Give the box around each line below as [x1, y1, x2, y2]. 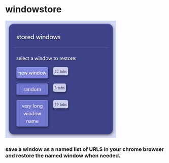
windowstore [5, 4, 62, 15]
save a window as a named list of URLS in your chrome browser [5, 146, 164, 153]
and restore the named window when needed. [5, 152, 121, 159]
